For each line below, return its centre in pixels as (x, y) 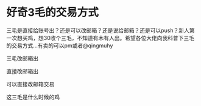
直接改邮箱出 (22, 71)
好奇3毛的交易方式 (53, 12)
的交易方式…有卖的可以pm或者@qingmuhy (60, 45)
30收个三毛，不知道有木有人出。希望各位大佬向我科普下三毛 (119, 38)
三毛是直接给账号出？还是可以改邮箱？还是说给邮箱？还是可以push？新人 (98, 30)
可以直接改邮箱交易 (30, 84)
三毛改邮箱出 (22, 58)
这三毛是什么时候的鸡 (33, 97)
